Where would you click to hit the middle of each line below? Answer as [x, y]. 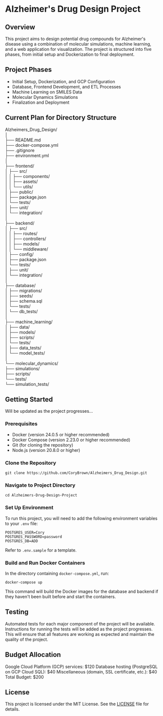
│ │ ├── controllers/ [26, 239]
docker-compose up [24, 582]
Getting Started [29, 400]
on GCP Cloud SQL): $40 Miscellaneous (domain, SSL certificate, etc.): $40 [81, 671]
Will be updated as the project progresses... [49, 411]
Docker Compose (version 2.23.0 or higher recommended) [71, 440]
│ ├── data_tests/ [23, 348]
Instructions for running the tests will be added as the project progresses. [79, 629]
